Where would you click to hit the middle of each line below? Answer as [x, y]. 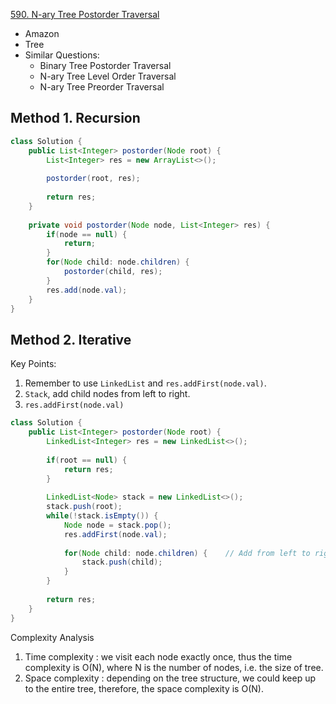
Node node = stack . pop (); [117, 525]
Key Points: [33, 364]
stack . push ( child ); [122, 562]
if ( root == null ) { [87, 460]
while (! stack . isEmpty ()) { [102, 516]
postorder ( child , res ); [113, 272]
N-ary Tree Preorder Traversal [102, 87]
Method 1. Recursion [75, 118]
